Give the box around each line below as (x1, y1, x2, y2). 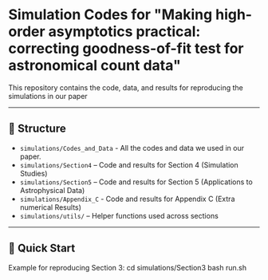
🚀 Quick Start (8, 242, 76, 255)
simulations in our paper (8, 91, 88, 101)
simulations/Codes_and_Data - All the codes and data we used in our (19, 143, 245, 152)
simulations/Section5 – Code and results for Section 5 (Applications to (19, 177, 253, 187)
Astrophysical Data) (19, 185, 85, 195)
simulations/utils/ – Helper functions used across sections (19, 211, 219, 220)
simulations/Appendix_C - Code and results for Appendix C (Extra (19, 194, 235, 203)
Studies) (19, 168, 48, 178)
